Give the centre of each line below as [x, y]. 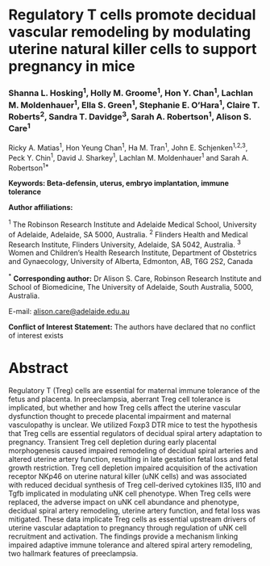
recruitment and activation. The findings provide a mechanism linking [123, 536]
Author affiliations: [41, 208]
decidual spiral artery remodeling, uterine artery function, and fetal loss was [134, 510]
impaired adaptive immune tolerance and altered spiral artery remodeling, [131, 545]
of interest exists [36, 335]
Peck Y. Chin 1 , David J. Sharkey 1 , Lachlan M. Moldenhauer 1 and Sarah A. [129, 157]
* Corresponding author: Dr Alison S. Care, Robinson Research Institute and [135, 278]
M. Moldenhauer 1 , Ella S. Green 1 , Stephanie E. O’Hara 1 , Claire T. [134, 104]
